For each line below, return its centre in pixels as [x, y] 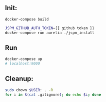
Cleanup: [19, 79]
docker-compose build [27, 19]
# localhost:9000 [23, 64]
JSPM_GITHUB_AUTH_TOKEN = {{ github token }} [50, 28]
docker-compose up [24, 59]
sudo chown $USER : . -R [29, 90]
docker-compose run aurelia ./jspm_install [50, 33]
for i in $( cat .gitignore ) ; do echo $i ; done [53, 95]
